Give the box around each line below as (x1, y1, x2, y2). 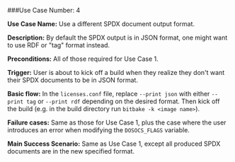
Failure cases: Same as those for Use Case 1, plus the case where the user (7, 118, 227, 127)
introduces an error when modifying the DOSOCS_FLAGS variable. (7, 126, 190, 134)
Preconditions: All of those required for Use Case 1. (7, 54, 159, 63)
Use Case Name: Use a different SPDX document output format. (7, 20, 195, 28)
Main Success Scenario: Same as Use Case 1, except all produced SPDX (7, 139, 221, 148)
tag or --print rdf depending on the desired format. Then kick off (25, 97, 220, 105)
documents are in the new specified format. (7, 147, 134, 155)
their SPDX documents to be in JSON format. (7, 76, 138, 84)
